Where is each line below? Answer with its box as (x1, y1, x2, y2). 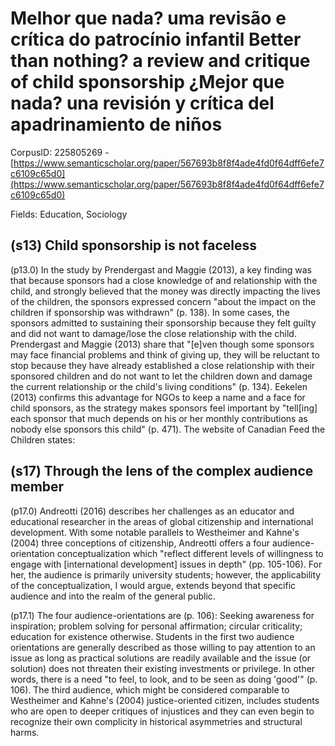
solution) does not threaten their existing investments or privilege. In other (10, 662, 316, 674)
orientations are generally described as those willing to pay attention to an (10, 641, 316, 653)
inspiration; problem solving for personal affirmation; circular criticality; (10, 620, 303, 632)
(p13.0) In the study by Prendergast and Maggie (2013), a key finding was (10, 263, 312, 276)
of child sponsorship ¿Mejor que (10, 71, 285, 94)
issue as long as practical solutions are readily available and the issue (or (10, 652, 312, 664)
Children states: (10, 433, 76, 446)
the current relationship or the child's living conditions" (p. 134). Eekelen (10, 380, 308, 392)
